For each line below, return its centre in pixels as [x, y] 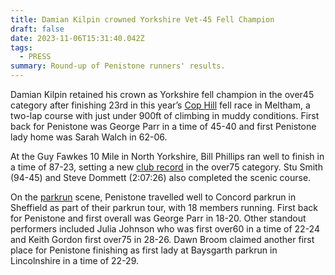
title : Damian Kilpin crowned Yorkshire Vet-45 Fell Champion [142, 19]
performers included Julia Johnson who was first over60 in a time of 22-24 [165, 229]
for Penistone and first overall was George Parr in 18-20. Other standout [158, 218]
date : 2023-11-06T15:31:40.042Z [77, 38]
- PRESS [35, 57]
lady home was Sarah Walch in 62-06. [89, 137]
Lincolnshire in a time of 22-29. [75, 260]
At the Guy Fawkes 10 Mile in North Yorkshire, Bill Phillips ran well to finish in [167, 156]
